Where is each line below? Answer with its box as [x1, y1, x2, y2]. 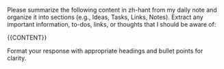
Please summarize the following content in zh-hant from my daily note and [7, 6, 217, 14]
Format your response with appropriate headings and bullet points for [7, 47, 203, 55]
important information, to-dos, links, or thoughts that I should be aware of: [7, 20, 216, 28]
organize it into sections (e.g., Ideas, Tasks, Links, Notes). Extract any [7, 13, 203, 21]
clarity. [7, 54, 27, 62]
